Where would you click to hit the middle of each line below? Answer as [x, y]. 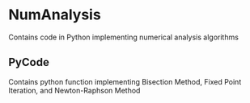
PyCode [29, 62]
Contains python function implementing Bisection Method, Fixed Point [125, 81]
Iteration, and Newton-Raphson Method [74, 90]
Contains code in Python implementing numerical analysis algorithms [123, 37]
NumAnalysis [55, 15]
